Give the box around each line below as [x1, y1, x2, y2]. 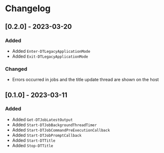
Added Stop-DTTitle [12, 142, 54, 148]
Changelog [5, 3, 51, 14]
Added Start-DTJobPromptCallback [12, 132, 82, 138]
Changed [5, 66, 28, 72]
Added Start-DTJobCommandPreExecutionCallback [12, 127, 110, 132]
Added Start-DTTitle [12, 137, 56, 143]
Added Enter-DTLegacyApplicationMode [12, 48, 90, 54]
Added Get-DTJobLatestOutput [12, 116, 73, 122]
